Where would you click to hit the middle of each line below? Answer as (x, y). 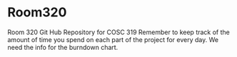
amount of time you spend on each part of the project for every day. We (113, 39)
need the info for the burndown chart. (63, 47)
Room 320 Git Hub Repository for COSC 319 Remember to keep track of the (118, 32)
